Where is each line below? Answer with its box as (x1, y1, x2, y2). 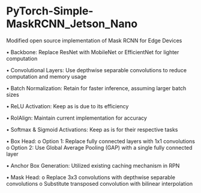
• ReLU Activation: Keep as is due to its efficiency (6, 102, 129, 109)
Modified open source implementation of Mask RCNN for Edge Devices (6, 37, 182, 44)
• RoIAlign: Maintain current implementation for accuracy (6, 114, 147, 121)
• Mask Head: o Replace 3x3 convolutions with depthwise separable (6, 173, 176, 181)
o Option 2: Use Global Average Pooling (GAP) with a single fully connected (6, 144, 193, 151)
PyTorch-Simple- (6, 4, 94, 18)
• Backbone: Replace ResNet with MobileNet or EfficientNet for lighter (6, 48, 179, 55)
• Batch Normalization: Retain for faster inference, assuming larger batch (6, 84, 187, 91)
